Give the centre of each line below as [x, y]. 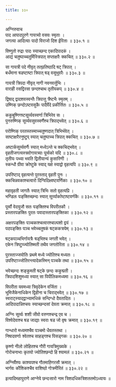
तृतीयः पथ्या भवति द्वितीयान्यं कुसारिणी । [37, 158]
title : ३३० [17, 10]
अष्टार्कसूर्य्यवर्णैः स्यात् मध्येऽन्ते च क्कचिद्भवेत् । [43, 147]
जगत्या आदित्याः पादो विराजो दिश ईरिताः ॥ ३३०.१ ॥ [47, 40]
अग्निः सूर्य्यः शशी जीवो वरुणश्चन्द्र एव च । [38, 314]
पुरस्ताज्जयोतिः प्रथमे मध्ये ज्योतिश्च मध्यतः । [40, 255]
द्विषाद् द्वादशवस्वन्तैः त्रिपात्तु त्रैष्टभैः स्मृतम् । [39, 99]
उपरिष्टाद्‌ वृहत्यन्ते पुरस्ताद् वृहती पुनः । [36, 174]
